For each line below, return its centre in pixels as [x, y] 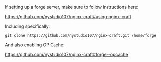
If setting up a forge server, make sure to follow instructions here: [72, 7]
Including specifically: [27, 26]
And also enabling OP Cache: [35, 45]
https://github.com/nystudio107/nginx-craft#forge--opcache [67, 54]
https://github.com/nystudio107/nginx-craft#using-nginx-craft [68, 17]
